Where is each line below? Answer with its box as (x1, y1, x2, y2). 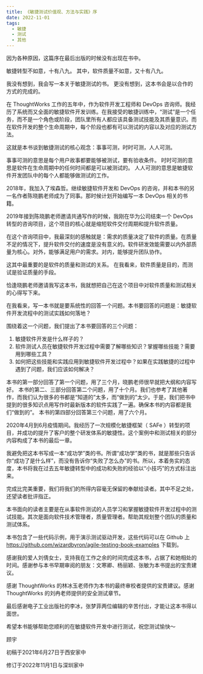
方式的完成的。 (6, 88, 43, 94)
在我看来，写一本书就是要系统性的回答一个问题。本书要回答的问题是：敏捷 (6, 302, 192, 309)
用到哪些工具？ (14, 351, 53, 357)
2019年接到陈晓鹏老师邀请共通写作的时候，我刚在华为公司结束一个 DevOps (6, 213, 193, 220)
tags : (6, 20, 20, 26)
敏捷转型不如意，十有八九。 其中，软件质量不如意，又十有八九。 (6, 67, 167, 74)
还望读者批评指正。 (6, 493, 54, 500)
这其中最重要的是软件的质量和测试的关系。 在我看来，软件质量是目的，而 (6, 261, 188, 268)
